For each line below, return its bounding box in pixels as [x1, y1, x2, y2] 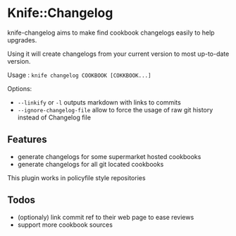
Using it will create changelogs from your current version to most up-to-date [7, 49, 230, 58]
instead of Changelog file [17, 113, 92, 122]
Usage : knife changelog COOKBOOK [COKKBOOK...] [7, 71, 151, 79]
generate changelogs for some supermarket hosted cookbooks [17, 152, 201, 160]
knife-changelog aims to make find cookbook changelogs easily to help [7, 28, 215, 37]
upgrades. [7, 35, 37, 44]
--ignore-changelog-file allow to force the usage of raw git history [17, 105, 213, 114]
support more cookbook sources [17, 220, 113, 229]
